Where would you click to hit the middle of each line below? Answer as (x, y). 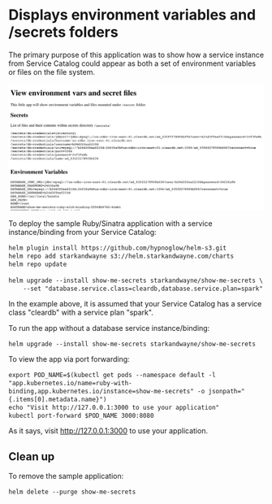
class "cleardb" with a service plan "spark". (81, 313)
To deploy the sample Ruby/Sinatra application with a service (110, 224)
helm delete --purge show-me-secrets (72, 492)
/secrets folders (64, 32)
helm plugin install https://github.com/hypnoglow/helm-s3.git (118, 248)
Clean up (32, 456)
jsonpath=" (227, 392)
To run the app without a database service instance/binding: (109, 328)
